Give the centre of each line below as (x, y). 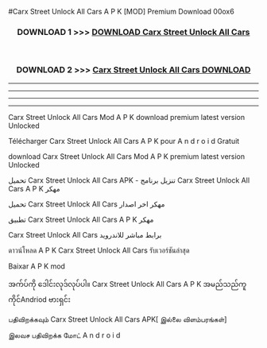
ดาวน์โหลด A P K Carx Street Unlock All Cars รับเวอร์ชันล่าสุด (99, 250)
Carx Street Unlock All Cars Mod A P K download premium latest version (127, 117)
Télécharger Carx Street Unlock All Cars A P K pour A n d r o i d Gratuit (124, 141)
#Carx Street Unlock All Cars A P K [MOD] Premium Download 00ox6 (121, 12)
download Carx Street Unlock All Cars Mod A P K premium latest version (127, 156)
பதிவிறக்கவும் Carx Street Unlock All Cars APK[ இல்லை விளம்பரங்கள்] (118, 319)
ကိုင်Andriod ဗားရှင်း (40, 299)
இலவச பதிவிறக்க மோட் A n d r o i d (64, 335)
